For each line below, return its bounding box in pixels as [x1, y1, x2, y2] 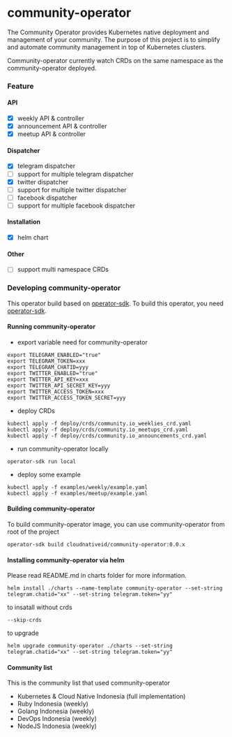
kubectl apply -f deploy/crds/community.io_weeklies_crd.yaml [7, 420, 192, 427]
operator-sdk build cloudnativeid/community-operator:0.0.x [7, 541, 186, 548]
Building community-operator [7, 504, 95, 513]
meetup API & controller [17, 130, 86, 138]
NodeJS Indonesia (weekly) [17, 722, 98, 731]
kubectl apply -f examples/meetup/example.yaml [7, 490, 148, 497]
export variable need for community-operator [17, 337, 148, 346]
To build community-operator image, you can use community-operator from [7, 520, 225, 529]
